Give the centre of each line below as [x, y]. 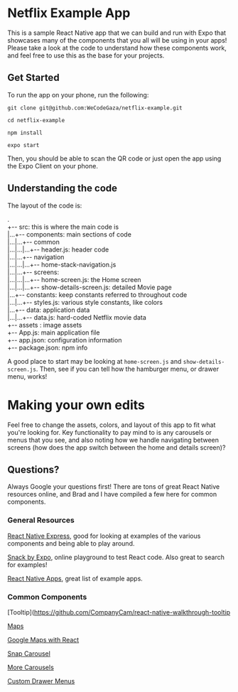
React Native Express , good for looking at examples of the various [104, 536]
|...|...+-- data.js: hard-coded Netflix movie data [77, 317]
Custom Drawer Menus [41, 681]
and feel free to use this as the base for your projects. [86, 55]
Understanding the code [63, 189]
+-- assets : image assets [45, 325]
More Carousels [31, 667]
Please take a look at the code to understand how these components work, [117, 48]
